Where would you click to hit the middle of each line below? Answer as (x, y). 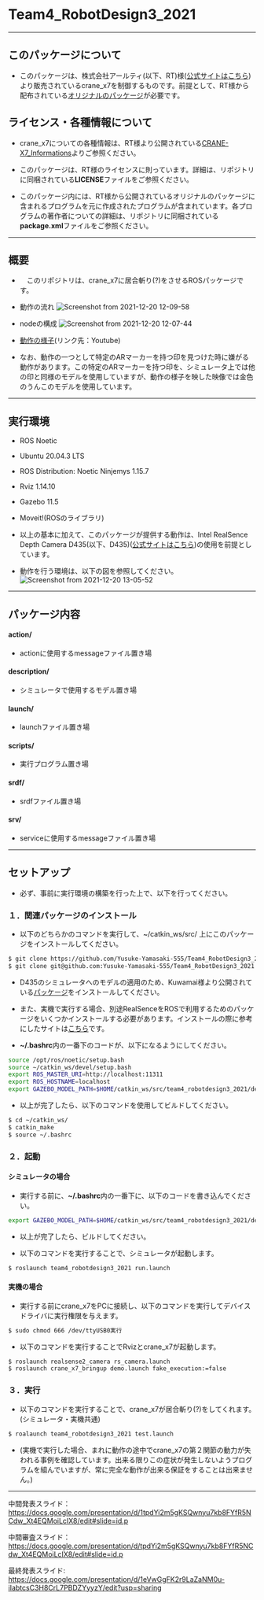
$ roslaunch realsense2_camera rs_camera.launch (89, 1362)
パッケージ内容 (44, 614)
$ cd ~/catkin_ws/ (38, 1120)
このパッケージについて (65, 55)
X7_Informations (46, 153)
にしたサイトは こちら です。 (64, 1028)
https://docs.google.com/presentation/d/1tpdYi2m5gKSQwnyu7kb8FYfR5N (130, 1512)
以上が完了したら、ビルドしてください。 (85, 1236)
